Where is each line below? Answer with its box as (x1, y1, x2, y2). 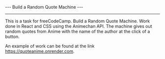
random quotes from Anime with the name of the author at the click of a (5, 29, 150, 34)
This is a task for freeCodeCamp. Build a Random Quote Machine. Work (5, 18, 150, 24)
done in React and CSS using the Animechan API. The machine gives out (5, 23, 152, 29)
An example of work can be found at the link (5, 43, 95, 49)
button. (5, 34, 20, 39)
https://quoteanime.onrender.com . (5, 48, 75, 54)
